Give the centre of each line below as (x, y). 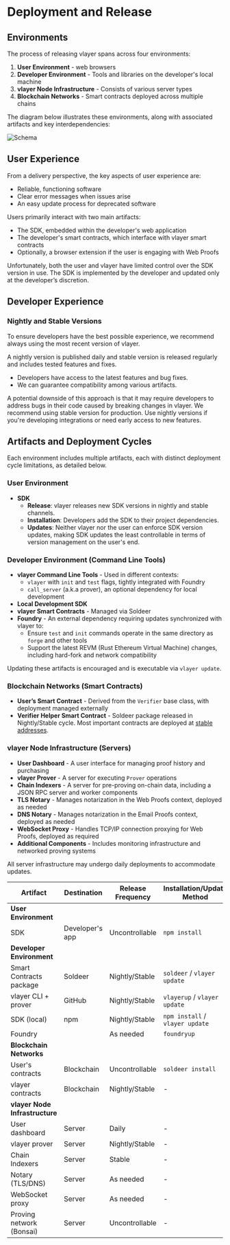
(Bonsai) (24, 1231)
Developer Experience (55, 302)
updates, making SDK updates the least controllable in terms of (116, 535)
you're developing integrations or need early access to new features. (104, 420)
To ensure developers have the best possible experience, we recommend (111, 336)
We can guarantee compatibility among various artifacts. (97, 385)
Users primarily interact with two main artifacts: (74, 216)
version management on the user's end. (84, 542)
